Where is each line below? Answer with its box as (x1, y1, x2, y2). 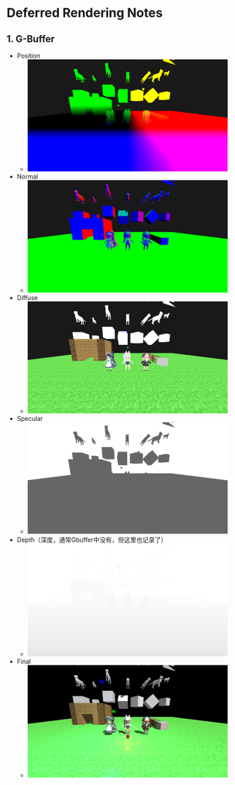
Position (16, 51, 41, 60)
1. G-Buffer (6, 33, 55, 45)
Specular (16, 414, 43, 422)
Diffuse (16, 294, 38, 302)
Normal (16, 172, 39, 181)
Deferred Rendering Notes (6, 5, 163, 21)
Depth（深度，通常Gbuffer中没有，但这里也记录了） (16, 536, 168, 544)
